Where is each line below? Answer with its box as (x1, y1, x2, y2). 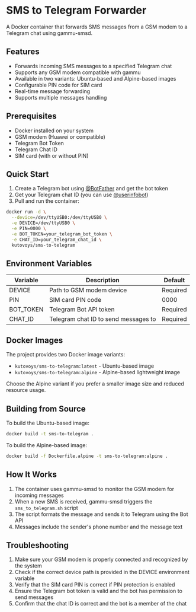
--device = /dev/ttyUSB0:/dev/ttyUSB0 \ (11, 215, 108, 221)
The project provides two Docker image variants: (6, 351, 126, 358)
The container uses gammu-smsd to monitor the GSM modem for (14, 485, 175, 492)
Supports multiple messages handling (14, 94, 107, 101)
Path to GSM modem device (49, 286, 127, 294)
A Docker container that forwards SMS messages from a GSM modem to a (6, 23, 188, 30)
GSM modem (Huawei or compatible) (14, 133, 105, 140)
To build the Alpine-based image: (6, 441, 88, 448)
